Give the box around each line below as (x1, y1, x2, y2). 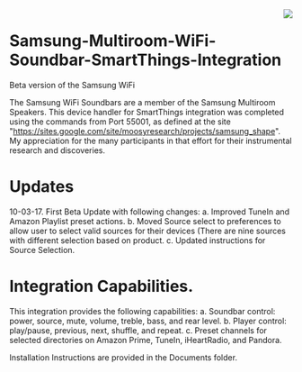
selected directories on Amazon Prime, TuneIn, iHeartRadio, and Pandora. (9, 334, 282, 345)
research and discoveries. (9, 144, 106, 156)
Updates (9, 177, 75, 197)
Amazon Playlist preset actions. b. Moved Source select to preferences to (9, 215, 281, 226)
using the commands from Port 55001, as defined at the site (9, 116, 231, 127)
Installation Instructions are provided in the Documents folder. (9, 351, 238, 363)
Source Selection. (9, 244, 75, 255)
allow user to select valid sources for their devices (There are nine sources (9, 225, 286, 236)
